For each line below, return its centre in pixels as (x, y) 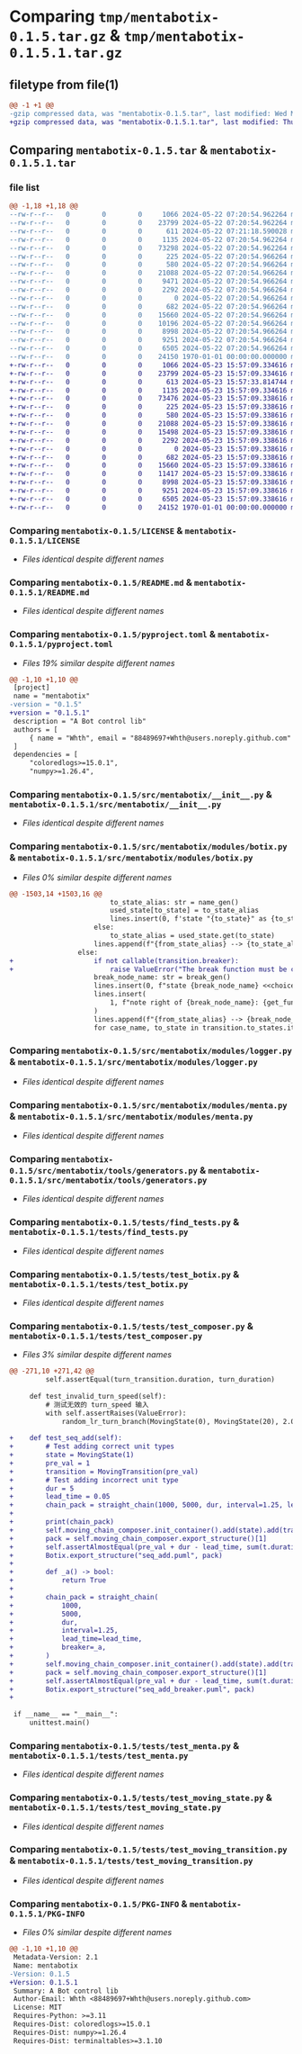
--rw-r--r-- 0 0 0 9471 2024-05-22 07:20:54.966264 (148, 282)
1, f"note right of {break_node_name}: (184, 1003)
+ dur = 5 (42, 1488)
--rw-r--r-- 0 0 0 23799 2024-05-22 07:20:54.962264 (148, 223)
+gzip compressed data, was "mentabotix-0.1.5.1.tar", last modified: (144, 122)
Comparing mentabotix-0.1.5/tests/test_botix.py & (124, 1274)
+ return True (58, 1581)
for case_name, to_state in (147, 1028)
